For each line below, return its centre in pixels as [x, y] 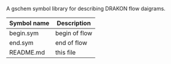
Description [74, 23]
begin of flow [74, 33]
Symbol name [29, 23]
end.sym [22, 43]
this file [65, 52]
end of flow [71, 43]
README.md [27, 52]
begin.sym [24, 33]
